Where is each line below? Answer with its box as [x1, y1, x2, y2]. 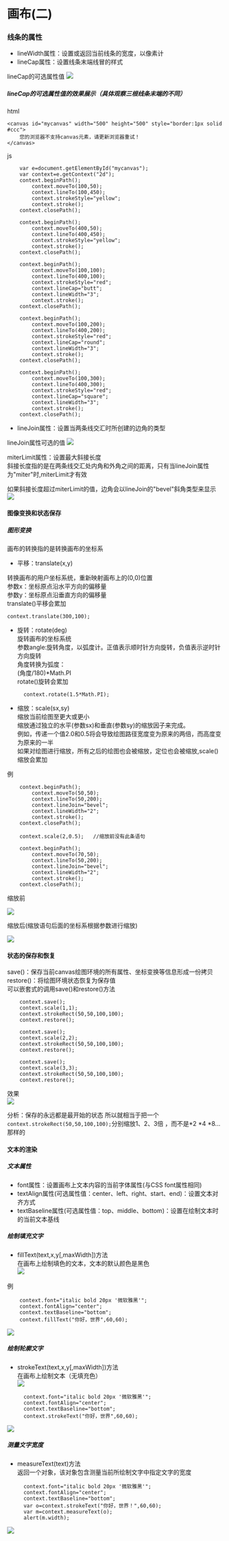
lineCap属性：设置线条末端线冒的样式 [16, 58, 123, 66]
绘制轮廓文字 [7, 1344, 43, 1352]
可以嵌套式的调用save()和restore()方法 [7, 985, 115, 993]
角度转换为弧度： [16, 660, 66, 669]
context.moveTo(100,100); [32, 267, 106, 274]
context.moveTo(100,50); [32, 183, 103, 190]
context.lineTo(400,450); [32, 231, 106, 238]
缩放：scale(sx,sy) [16, 704, 70, 712]
